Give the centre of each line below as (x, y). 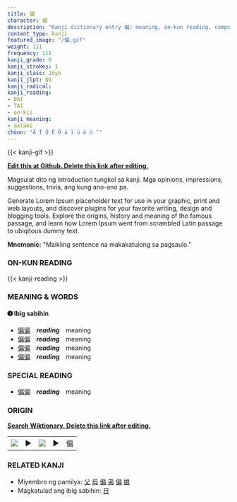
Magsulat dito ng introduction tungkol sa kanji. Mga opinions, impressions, (115, 180)
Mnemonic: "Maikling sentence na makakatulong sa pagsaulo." (99, 245)
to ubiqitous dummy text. (43, 231)
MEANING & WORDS (43, 296)
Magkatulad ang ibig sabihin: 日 (63, 490)
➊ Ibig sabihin (28, 314)
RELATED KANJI (36, 465)
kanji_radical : (30, 86)
